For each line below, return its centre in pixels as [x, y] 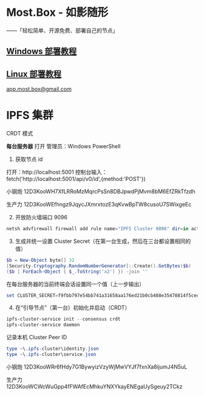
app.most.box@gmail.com [39, 89]
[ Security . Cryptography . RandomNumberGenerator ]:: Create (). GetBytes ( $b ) [99, 266]
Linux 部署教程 [34, 74]
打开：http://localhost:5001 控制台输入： [57, 172]
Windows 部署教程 [42, 51]
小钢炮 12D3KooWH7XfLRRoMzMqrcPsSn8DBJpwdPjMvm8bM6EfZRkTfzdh [101, 191]
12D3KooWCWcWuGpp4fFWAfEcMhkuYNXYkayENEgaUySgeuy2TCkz [94, 386]
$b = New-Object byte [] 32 [40, 260]
